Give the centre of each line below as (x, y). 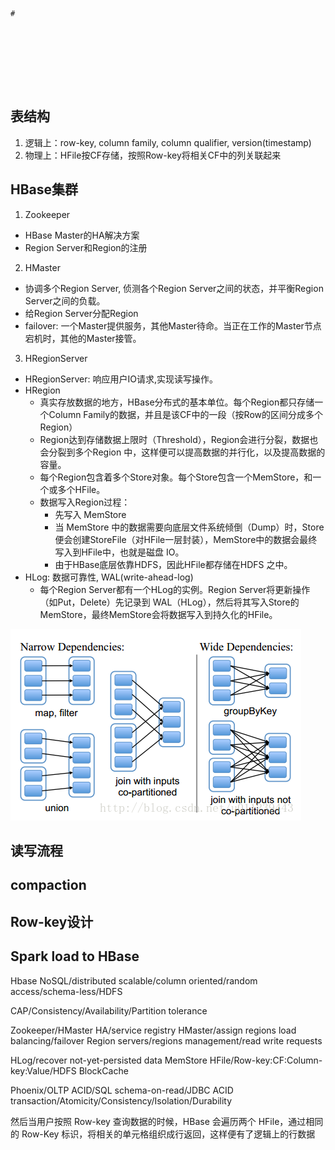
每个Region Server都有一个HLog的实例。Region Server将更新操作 (175, 589)
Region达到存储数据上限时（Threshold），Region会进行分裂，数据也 (179, 439)
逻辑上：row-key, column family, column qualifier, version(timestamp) (168, 142)
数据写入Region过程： (85, 502)
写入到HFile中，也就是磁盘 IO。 (119, 552)
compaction (48, 885)
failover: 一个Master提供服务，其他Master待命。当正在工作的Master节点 (173, 325)
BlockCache (103, 1070)
